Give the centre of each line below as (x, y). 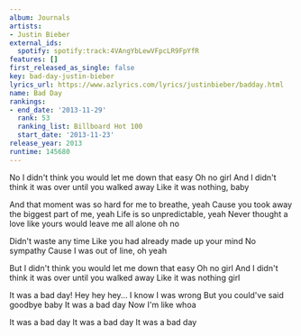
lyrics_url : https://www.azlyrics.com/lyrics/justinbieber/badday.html (146, 85)
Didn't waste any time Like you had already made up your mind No (133, 241)
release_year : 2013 (46, 143)
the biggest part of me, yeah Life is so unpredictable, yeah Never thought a (149, 213)
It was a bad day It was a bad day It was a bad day (103, 322)
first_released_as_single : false (72, 68)
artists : (26, 26)
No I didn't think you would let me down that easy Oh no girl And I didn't (143, 177)
